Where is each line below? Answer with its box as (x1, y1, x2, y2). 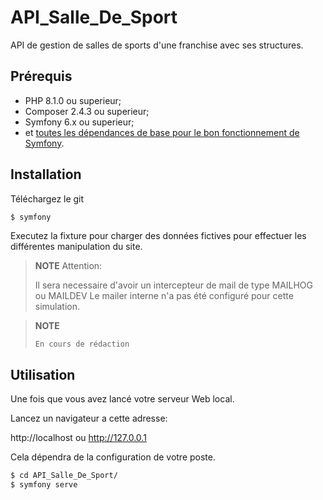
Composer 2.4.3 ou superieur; (24, 105, 150, 117)
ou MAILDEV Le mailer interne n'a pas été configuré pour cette (34, 290, 294, 302)
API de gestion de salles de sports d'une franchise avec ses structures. (10, 39, 304, 51)
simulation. (34, 301, 81, 313)
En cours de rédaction (34, 339, 130, 350)
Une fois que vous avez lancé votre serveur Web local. (10, 393, 235, 405)
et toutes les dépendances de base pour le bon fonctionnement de (24, 126, 300, 138)
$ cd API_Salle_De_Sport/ (10, 471, 118, 481)
